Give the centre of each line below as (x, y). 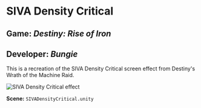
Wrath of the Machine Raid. (40, 75)
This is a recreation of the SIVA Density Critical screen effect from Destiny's (101, 69)
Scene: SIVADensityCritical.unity (50, 99)
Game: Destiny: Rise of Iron (59, 34)
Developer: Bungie (42, 54)
